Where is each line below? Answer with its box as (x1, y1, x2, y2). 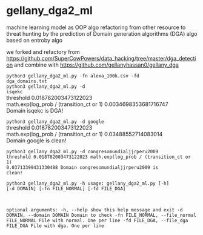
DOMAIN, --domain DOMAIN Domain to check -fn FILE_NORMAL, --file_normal (6, 212, 197, 218)
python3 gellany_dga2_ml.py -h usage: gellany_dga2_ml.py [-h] (6, 180, 170, 187)
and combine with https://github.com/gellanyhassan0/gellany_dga (14, 61, 179, 68)
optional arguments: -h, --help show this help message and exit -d (6, 207, 183, 213)
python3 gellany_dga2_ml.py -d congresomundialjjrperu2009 (6, 148, 159, 154)
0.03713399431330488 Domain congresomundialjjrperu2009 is (6, 164, 159, 170)
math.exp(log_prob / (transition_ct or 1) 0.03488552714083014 (6, 130, 163, 137)
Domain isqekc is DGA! (6, 107, 64, 114)
